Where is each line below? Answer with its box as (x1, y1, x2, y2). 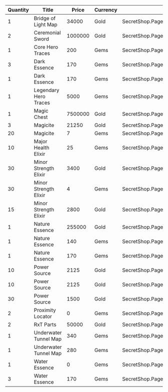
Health (33, 144, 49, 151)
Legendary (33, 87, 59, 93)
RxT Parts (33, 321, 56, 328)
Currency (94, 6, 117, 13)
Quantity (7, 6, 29, 13)
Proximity (33, 307, 56, 313)
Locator (33, 313, 52, 319)
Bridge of (33, 15, 56, 21)
